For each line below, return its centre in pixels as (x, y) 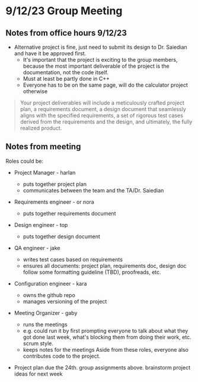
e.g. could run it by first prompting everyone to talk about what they (106, 330)
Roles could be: (25, 161)
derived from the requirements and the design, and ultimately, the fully (106, 122)
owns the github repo (49, 295)
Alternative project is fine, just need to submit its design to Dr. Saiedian (100, 47)
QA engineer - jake (37, 248)
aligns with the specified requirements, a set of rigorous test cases (101, 115)
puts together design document (61, 236)
